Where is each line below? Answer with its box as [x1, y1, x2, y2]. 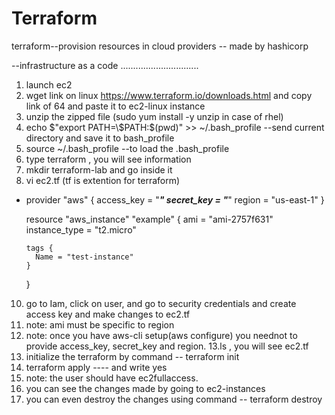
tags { [25, 243, 54, 253]
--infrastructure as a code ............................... [11, 59, 199, 71]
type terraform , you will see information [25, 153, 192, 165]
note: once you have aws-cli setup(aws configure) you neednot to [25, 329, 298, 341]
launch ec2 [25, 78, 73, 91]
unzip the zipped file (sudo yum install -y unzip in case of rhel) [25, 110, 284, 122]
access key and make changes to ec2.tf [25, 308, 191, 320]
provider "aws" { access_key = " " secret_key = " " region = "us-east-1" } [25, 193, 325, 206]
